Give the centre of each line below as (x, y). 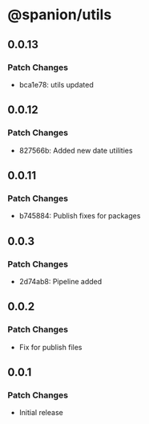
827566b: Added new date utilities (76, 150)
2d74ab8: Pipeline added (60, 281)
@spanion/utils (60, 15)
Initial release (41, 413)
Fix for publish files (50, 347)
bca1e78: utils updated (56, 84)
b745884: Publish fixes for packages (80, 216)
